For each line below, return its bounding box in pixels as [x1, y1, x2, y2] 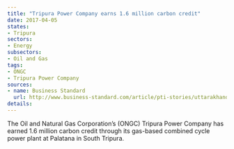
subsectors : [7, 49, 42, 56]
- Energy [7, 42, 33, 49]
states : [7, 23, 30, 30]
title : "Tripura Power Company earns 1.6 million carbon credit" [7, 10, 201, 17]
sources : [7, 81, 33, 88]
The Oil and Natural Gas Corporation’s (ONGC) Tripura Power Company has [7, 119, 224, 128]
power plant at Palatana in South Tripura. [7, 134, 125, 142]
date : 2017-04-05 [7, 17, 58, 24]
